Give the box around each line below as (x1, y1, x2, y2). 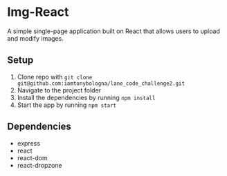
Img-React (7, 4, 69, 20)
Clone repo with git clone (17, 72, 93, 81)
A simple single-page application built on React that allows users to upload (7, 27, 220, 35)
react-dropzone (17, 161, 62, 169)
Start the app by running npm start (17, 101, 117, 109)
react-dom (17, 153, 48, 162)
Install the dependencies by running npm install (17, 93, 156, 101)
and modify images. (7, 34, 64, 42)
